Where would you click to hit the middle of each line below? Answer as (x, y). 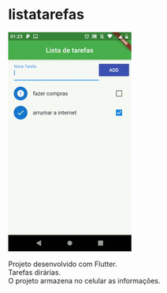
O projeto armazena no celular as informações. (84, 280)
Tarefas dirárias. (35, 272)
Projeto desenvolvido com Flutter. (63, 264)
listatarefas (46, 15)
